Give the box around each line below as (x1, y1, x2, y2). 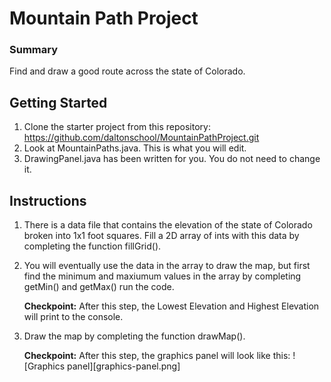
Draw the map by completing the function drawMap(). (23, 330, 246, 342)
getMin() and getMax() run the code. (23, 281, 175, 293)
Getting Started (9, 94, 108, 111)
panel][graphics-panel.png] (67, 360, 181, 372)
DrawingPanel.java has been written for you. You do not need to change (23, 153, 321, 165)
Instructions (9, 192, 87, 209)
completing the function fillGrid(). (23, 240, 162, 252)
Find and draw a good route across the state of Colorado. (9, 65, 246, 77)
